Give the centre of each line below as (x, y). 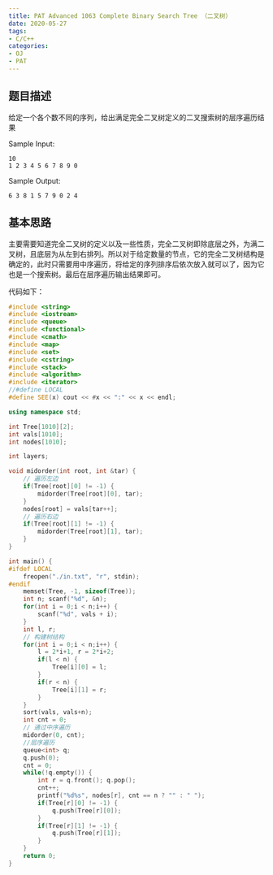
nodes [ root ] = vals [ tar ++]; (70, 509)
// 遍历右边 (41, 517)
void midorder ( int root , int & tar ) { (72, 471)
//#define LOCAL (36, 390)
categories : (28, 46)
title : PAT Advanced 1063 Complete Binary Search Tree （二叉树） (120, 16)
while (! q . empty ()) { (58, 773)
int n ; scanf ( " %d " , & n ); (65, 599)
